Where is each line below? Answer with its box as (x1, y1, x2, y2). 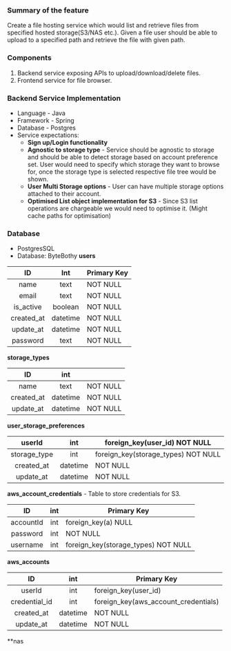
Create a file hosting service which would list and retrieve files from (7, 21, 199, 30)
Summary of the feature (7, 6, 89, 15)
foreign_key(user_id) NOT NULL (104, 438, 212, 448)
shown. (27, 174, 49, 183)
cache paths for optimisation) (27, 211, 112, 219)
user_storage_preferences (7, 421, 85, 430)
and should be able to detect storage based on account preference (27, 152, 219, 161)
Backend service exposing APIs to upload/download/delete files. (17, 68, 201, 77)
